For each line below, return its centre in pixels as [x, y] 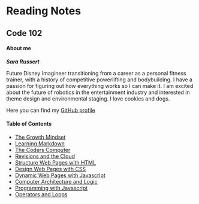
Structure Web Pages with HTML [55, 162]
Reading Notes [44, 11]
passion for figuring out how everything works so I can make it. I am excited [100, 86]
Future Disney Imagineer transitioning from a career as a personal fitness [96, 73]
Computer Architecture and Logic [56, 181]
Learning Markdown [40, 143]
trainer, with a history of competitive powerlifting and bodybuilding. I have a [99, 80]
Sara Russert [23, 62]
